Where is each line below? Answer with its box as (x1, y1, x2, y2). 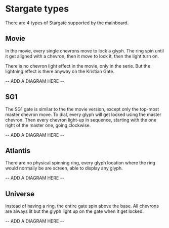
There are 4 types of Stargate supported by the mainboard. (5, 20, 129, 26)
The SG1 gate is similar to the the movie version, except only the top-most (5, 106, 159, 112)
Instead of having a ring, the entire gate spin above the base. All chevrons (5, 203, 159, 209)
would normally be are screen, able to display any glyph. (5, 165, 123, 172)
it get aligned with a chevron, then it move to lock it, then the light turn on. (5, 53, 159, 59)
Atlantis (5, 146, 30, 155)
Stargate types (5, 3, 69, 15)
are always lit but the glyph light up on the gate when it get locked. (5, 208, 144, 214)
